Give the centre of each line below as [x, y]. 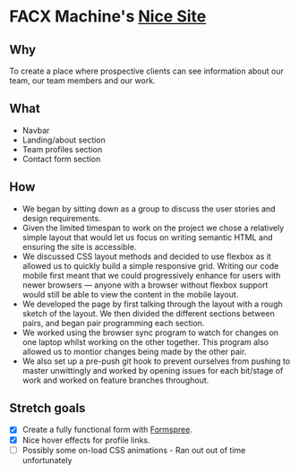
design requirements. [61, 218]
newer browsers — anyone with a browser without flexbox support [145, 285]
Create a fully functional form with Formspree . [107, 430]
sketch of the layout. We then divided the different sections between [148, 313]
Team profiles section [62, 149]
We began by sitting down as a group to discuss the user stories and [149, 209]
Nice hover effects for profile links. [86, 440]
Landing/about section [64, 140]
